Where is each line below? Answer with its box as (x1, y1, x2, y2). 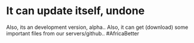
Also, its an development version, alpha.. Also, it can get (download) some (6, 24, 189, 31)
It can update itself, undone (6, 4, 145, 18)
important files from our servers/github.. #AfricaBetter (6, 29, 140, 37)
